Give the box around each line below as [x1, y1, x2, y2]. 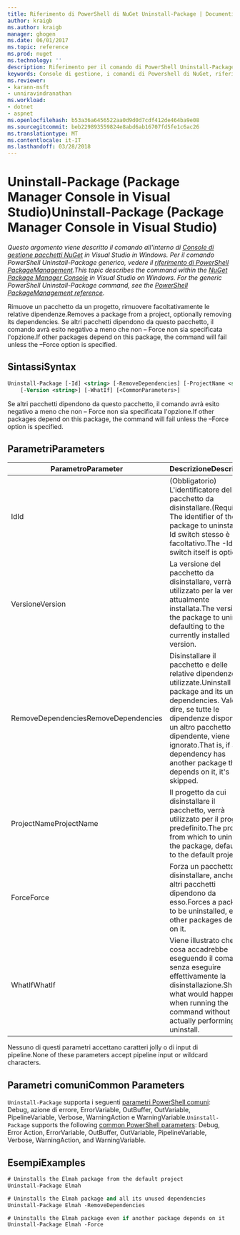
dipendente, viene [169, 731, 230, 741]
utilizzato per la [169, 586, 221, 596]
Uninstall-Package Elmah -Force [7, 1221, 104, 1229]
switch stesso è [177, 530, 230, 540]
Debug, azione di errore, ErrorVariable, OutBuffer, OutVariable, [7, 1106, 191, 1114]
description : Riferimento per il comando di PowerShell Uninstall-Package [7, 64, 235, 71]
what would [169, 989, 209, 999]
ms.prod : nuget [7, 51, 53, 58]
